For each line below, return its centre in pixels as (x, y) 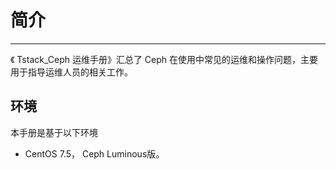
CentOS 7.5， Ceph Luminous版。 (94, 153)
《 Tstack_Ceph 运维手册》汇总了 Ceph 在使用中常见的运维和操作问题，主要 (164, 59)
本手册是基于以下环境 (54, 132)
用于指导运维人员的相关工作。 (71, 72)
